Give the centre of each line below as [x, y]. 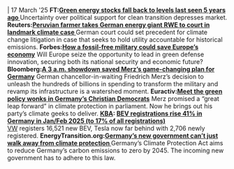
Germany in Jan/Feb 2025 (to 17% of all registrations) [87, 121]
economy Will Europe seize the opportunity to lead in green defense [106, 54]
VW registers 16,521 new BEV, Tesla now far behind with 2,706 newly [106, 128]
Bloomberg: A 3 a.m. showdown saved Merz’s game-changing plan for [111, 69]
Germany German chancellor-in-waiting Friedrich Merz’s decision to [105, 77]
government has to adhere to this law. [61, 158]
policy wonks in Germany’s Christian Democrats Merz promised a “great [114, 99]
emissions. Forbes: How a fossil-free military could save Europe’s [103, 47]
